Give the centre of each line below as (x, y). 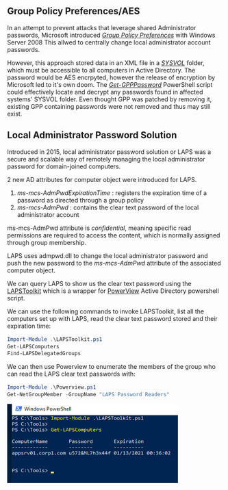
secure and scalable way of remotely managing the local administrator (106, 159)
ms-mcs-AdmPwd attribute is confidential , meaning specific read (99, 228)
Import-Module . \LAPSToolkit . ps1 (55, 339)
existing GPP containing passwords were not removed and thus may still (109, 106)
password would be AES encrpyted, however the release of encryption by (111, 77)
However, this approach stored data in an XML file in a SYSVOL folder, (106, 63)
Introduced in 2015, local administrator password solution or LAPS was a (109, 152)
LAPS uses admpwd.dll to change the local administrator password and (107, 255)
